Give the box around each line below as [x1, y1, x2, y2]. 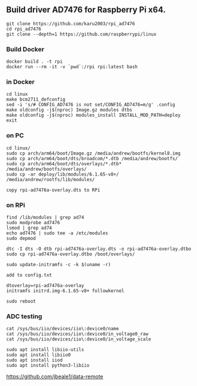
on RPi [6, 201, 25, 209]
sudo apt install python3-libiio [6, 363, 90, 369]
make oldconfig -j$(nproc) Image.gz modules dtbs [6, 107, 133, 113]
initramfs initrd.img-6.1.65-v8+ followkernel [6, 288, 125, 294]
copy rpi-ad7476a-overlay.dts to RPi [6, 187, 101, 193]
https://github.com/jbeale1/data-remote [6, 373, 104, 380]
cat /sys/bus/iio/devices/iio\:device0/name [6, 326, 119, 332]
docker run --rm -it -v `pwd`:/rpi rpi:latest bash [6, 64, 138, 70]
